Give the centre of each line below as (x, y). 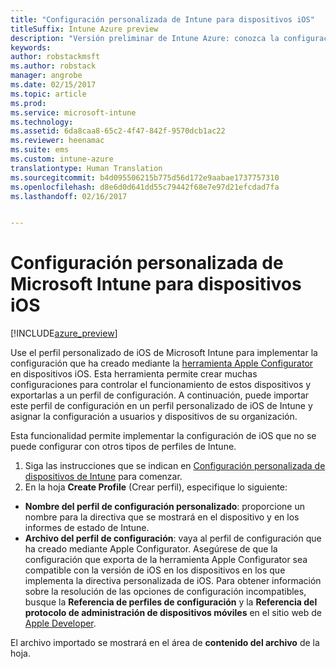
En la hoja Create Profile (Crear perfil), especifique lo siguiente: (156, 487)
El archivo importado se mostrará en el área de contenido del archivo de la (165, 643)
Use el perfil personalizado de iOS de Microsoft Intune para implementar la (164, 353)
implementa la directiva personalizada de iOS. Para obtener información (173, 581)
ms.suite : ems (40, 150)
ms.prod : (28, 103)
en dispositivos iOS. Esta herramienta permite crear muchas (134, 374)
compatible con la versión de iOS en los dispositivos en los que (155, 570)
